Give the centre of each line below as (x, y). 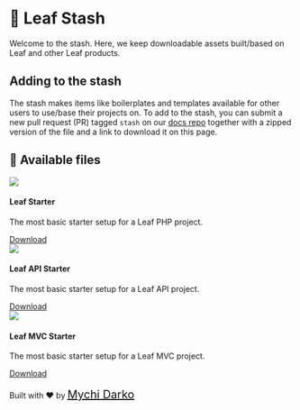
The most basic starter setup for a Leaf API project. (105, 288)
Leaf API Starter (40, 269)
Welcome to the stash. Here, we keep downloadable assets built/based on (147, 43)
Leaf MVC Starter (43, 336)
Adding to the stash (65, 82)
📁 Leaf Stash (57, 18)
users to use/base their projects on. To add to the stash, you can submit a (146, 113)
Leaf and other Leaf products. (65, 52)
